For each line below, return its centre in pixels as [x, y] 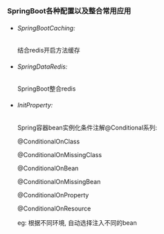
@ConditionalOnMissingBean [59, 181]
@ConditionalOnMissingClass [60, 154]
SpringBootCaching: [46, 28]
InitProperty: [35, 105]
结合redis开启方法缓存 [49, 51]
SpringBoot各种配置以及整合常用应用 [69, 10]
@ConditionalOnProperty [53, 195]
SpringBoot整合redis [46, 89]
